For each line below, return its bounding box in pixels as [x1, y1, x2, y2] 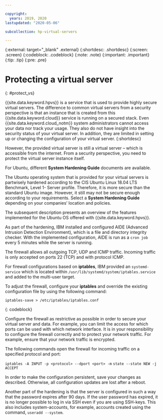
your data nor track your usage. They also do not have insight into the [5, 125, 145, 131]
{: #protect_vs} [5, 90, 35, 96]
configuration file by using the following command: [5, 289, 107, 295]
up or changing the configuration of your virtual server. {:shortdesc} [5, 136, 142, 141]
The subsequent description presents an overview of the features [5, 210, 137, 215]
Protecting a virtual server [5, 74, 113, 85]
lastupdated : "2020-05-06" [5, 20, 60, 25]
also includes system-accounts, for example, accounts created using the [5, 404, 151, 410]
